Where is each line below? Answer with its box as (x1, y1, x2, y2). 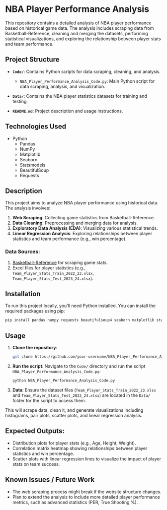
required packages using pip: (5, 308, 65, 314)
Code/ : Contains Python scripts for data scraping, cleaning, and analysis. (12, 68, 161, 74)
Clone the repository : (12, 345, 58, 351)
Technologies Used (5, 123, 66, 131)
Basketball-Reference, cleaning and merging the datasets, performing (5, 30, 148, 36)
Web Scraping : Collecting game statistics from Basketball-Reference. (12, 215, 155, 221)
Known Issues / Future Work (5, 475, 95, 484)
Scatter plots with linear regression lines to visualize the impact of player (12, 455, 162, 462)
